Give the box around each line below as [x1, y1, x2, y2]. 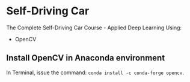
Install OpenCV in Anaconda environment [6, 53, 165, 63]
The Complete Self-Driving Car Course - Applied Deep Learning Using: [6, 24, 182, 31]
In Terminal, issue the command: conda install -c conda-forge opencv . [6, 69, 185, 76]
